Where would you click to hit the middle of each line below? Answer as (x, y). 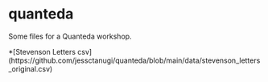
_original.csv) (31, 68)
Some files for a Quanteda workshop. (70, 36)
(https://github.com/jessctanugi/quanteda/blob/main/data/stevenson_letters (134, 60)
